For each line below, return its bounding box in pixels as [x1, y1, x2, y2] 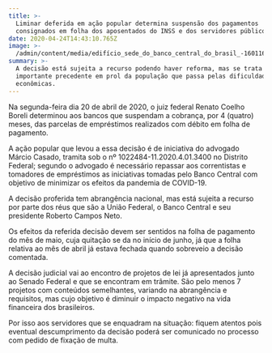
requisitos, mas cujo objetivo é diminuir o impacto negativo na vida [8, 293, 232, 304]
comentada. [8, 252, 49, 262]
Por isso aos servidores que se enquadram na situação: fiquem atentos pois [8, 317, 262, 328]
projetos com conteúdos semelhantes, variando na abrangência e [8, 285, 227, 295]
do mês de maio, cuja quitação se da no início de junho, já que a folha [8, 235, 241, 245]
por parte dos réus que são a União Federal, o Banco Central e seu [8, 202, 232, 211]
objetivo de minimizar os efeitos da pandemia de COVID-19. [8, 177, 207, 187]
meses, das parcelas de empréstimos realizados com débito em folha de [8, 119, 251, 129]
